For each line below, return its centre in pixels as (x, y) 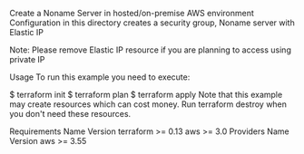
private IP (27, 59)
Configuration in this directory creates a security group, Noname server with (152, 23)
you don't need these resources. (70, 114)
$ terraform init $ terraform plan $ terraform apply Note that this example (146, 95)
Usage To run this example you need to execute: (100, 77)
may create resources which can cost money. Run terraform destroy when (148, 104)
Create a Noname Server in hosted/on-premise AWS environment (132, 13)
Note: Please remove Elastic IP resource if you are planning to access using (151, 50)
